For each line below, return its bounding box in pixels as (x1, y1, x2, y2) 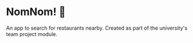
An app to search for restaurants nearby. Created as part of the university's (6, 24, 188, 31)
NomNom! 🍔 (6, 5, 66, 19)
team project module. (6, 30, 57, 37)
